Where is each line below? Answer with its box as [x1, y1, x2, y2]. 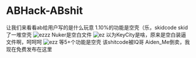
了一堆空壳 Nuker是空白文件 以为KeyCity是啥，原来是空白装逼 [6, 31, 187, 38]
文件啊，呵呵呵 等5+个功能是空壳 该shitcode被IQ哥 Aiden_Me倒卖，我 [6, 38, 190, 45]
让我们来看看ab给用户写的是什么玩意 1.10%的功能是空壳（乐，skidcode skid [6, 24, 188, 31]
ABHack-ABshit [6, 4, 83, 17]
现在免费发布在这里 [6, 45, 52, 53]
